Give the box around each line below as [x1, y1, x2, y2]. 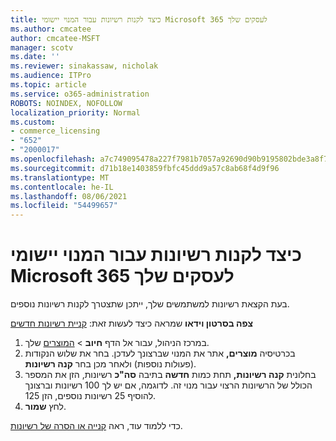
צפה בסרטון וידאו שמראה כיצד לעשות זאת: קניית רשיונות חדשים [10, 317, 254, 330]
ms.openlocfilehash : [10, 154, 97, 164]
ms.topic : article [10, 80, 87, 90]
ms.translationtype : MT [10, 172, 110, 183]
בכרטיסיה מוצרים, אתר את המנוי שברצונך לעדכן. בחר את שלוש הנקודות [24, 347, 296, 360]
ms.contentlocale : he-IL [10, 182, 114, 192]
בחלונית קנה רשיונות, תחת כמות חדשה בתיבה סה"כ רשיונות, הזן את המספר [24, 369, 317, 381]
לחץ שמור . [24, 401, 67, 413]
